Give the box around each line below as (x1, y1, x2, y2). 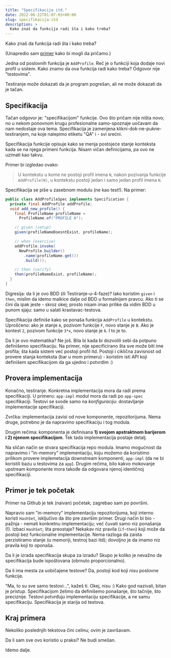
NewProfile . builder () (18, 248, 65, 253)
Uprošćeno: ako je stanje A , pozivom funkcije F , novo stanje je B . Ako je (5, 322, 154, 328)
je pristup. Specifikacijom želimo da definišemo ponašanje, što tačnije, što (5, 588, 161, 594)
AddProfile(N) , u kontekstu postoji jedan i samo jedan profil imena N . (17, 177, 162, 183)
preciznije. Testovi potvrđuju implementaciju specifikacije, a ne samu (5, 593, 151, 600)
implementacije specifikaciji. (5, 404, 65, 410)
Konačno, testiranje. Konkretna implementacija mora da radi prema (5, 387, 145, 394)
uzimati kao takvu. (5, 152, 44, 158)
